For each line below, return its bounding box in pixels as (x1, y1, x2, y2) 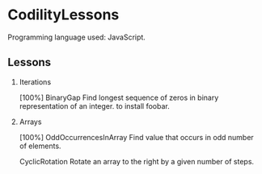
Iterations (19, 77, 52, 86)
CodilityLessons (7, 6, 120, 24)
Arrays (19, 117, 42, 126)
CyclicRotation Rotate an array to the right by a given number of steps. (19, 156, 255, 166)
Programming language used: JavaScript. (7, 32, 146, 42)
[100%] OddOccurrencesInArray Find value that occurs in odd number (19, 132, 254, 142)
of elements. (19, 141, 61, 151)
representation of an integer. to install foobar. (19, 101, 171, 110)
